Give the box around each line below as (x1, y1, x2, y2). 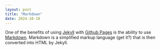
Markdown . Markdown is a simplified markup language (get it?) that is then (5, 34, 156, 40)
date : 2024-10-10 (5, 16, 40, 21)
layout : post (5, 7, 32, 12)
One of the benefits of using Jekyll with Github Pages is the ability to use (5, 30, 151, 35)
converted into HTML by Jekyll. (5, 40, 68, 46)
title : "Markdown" (5, 12, 42, 17)
